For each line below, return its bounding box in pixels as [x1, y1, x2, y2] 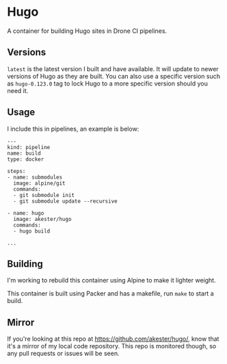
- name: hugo [7, 209, 44, 216]
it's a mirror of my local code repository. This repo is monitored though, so [7, 342, 217, 350]
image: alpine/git [13, 179, 66, 187]
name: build [7, 150, 41, 157]
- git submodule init [13, 192, 75, 198]
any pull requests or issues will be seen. [7, 350, 120, 358]
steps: [7, 168, 26, 174]
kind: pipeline [7, 144, 51, 151]
